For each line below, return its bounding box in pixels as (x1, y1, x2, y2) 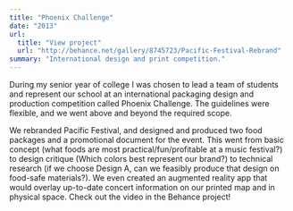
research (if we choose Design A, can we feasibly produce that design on (9, 163, 280, 173)
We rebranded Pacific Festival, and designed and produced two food (9, 125, 263, 135)
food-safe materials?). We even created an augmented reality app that (9, 173, 268, 183)
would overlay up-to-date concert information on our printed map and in (9, 182, 275, 192)
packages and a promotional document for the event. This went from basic (9, 135, 284, 145)
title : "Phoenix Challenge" (9, 13, 114, 22)
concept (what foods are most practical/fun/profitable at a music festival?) (9, 144, 283, 155)
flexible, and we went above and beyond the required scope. (9, 108, 232, 118)
